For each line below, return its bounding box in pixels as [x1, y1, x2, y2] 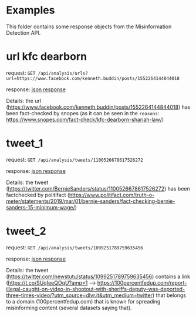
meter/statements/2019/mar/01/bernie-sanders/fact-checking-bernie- [6, 198, 175, 205]
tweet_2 [6, 225, 46, 238]
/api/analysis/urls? [38, 70, 88, 76]
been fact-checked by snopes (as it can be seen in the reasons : [6, 109, 160, 116]
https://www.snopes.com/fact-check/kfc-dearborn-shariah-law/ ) [6, 116, 164, 123]
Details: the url [6, 97, 42, 104]
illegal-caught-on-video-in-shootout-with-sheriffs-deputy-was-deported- [6, 285, 185, 292]
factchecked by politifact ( [6, 191, 70, 198]
